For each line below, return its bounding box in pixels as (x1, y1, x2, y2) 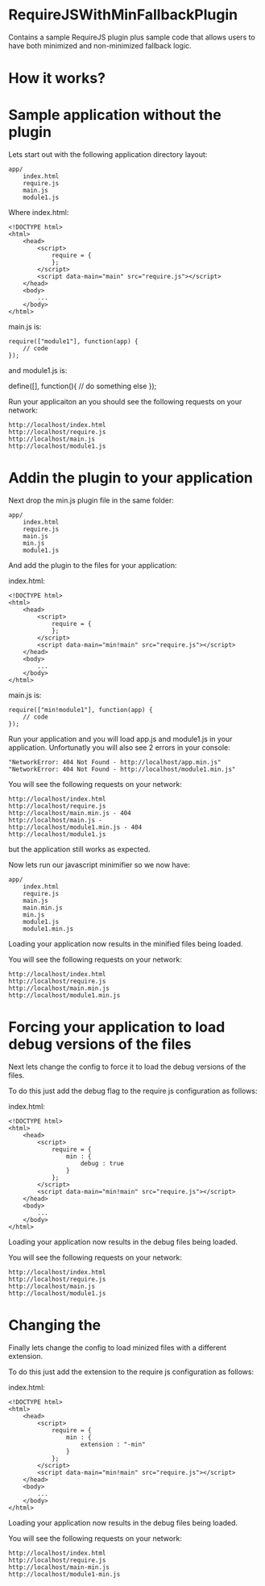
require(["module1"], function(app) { (8, 337, 139, 346)
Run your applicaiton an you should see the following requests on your (8, 397, 242, 407)
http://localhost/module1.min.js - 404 (8, 823, 143, 831)
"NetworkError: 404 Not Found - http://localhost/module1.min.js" (8, 765, 236, 773)
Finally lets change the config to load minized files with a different (8, 1343, 227, 1352)
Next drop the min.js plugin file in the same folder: (8, 495, 175, 505)
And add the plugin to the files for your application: (8, 561, 177, 569)
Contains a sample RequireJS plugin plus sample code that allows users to (8, 32, 255, 42)
